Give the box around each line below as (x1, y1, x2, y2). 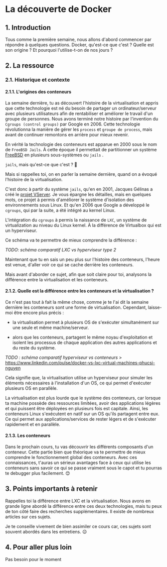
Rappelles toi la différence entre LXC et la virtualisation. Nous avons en (5, 498, 151, 504)
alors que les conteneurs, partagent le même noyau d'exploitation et (12, 334, 153, 340)
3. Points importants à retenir (5, 484, 98, 493)
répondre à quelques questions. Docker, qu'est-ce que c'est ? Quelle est (5, 42, 154, 48)
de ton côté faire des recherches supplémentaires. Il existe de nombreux (5, 508, 155, 514)
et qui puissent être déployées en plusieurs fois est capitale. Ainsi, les (5, 405, 149, 411)
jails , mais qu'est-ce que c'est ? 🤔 (5, 161, 77, 167)
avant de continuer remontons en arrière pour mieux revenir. (5, 131, 129, 137)
